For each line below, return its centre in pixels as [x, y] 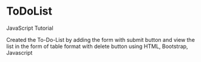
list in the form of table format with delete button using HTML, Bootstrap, [97, 46]
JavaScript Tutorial [30, 28]
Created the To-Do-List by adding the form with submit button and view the [101, 40]
